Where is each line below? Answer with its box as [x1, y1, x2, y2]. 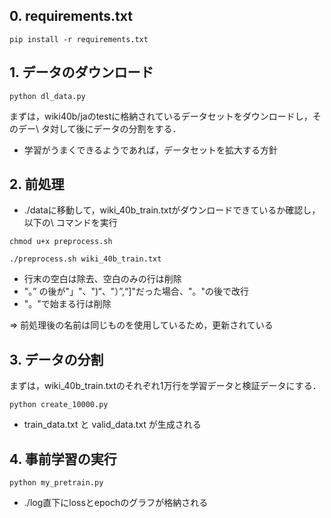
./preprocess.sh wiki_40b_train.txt [9, 254, 162, 264]
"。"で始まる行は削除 [23, 298, 112, 310]
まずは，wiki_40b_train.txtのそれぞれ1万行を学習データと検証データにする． [9, 380, 322, 392]
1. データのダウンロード [9, 64, 154, 81]
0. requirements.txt [9, 8, 133, 25]
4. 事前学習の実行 [9, 450, 117, 468]
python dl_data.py [9, 91, 86, 101]
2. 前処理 [9, 176, 65, 193]
